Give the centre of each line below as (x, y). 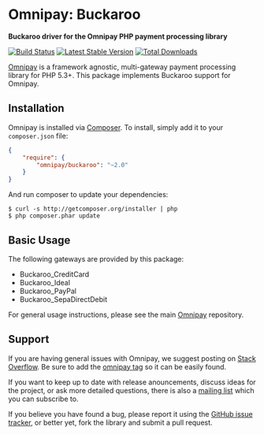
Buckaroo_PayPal (48, 291)
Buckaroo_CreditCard (54, 274)
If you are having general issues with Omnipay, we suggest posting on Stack (132, 358)
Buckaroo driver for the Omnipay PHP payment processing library (118, 36)
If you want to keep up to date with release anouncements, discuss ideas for (132, 382)
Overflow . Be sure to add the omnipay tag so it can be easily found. (117, 366)
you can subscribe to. (43, 399)
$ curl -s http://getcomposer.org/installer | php (93, 209)
